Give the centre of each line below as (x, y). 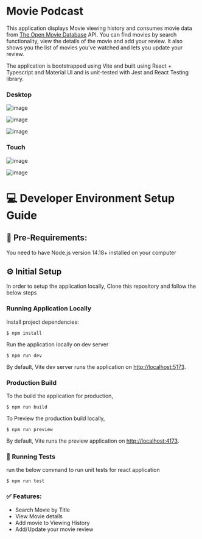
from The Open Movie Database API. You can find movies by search (92, 34)
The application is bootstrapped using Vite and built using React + (89, 66)
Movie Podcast (45, 11)
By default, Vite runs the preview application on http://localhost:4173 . (93, 441)
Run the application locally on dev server (57, 344)
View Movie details (39, 516)
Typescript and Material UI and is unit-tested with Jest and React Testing (98, 72)
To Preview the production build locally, (56, 418)
